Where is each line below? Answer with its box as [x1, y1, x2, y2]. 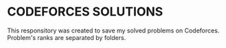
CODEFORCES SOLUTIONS [7, 4, 163, 20]
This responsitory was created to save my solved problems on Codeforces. [7, 26, 220, 34]
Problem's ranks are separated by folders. [7, 33, 126, 41]
